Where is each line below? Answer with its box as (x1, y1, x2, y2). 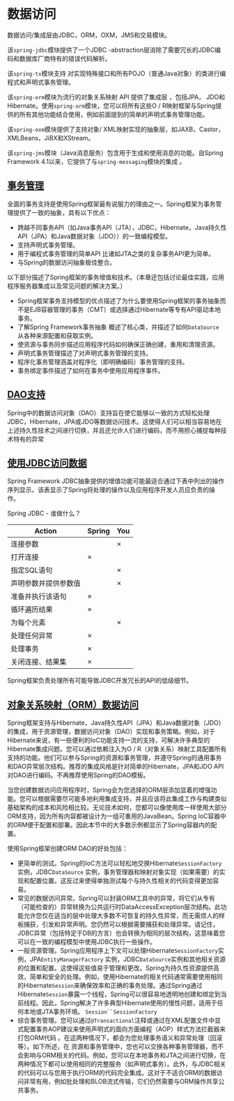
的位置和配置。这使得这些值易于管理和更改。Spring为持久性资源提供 (17, 964, 214, 973)
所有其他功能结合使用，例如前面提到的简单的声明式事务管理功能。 (19, 110, 209, 119)
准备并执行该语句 (10, 591, 68, 601)
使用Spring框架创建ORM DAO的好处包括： (7, 844, 129, 852)
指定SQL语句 (10, 566, 53, 575)
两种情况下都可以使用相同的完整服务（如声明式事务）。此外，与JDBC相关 (17, 1060, 226, 1068)
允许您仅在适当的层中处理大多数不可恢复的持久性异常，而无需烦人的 (23, 912, 219, 920)
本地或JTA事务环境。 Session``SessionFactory (23, 1007, 157, 1016)
